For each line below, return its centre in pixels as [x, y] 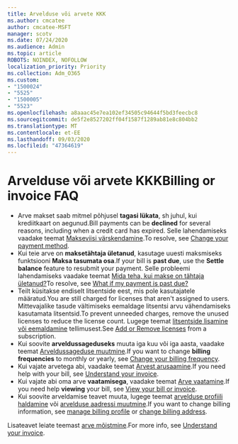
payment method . [43, 246]
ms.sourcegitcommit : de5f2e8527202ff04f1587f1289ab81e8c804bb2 [103, 119]
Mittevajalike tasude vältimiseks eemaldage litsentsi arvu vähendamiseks [124, 306]
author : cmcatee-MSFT [39, 27]
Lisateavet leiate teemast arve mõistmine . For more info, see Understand [112, 426]
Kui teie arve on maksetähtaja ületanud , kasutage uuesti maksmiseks [120, 253]
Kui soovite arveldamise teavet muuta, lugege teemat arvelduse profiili [120, 396]
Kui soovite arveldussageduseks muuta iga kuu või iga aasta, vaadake [121, 344]
